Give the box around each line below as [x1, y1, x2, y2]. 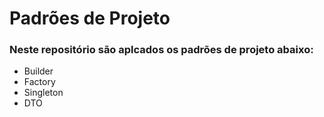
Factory [23, 76, 56, 88]
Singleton [23, 87, 64, 99]
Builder [23, 65, 54, 77]
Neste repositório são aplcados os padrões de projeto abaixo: [9, 43, 314, 57]
